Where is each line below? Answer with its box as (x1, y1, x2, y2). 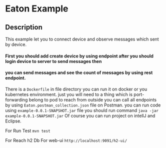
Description (5, 23, 42, 31)
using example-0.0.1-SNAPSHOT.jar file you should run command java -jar (5, 107, 159, 113)
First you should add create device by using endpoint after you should (5, 53, 154, 59)
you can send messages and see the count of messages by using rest (5, 69, 153, 75)
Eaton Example (5, 3, 68, 14)
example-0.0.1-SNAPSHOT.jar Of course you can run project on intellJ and (5, 112, 155, 118)
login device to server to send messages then (5, 58, 102, 64)
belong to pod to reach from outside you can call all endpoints (28, 96, 156, 102)
